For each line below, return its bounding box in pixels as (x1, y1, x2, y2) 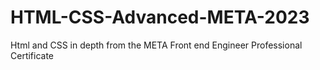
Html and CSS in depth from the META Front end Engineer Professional (10, 39, 303, 51)
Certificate (10, 49, 55, 61)
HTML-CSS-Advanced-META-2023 (10, 6, 310, 29)
